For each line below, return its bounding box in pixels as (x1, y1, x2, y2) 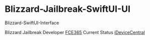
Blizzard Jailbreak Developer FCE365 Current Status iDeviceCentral (5, 29, 145, 35)
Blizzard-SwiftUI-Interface (5, 20, 59, 26)
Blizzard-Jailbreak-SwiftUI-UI (5, 3, 131, 15)
